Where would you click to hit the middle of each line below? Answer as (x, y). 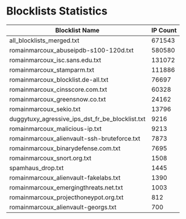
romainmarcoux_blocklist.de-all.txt (59, 80)
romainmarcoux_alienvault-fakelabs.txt (65, 177)
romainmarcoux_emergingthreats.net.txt (66, 187)
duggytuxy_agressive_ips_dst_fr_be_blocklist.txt (78, 119)
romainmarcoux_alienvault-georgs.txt (63, 207)
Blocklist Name (77, 30)
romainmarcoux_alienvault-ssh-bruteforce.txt (75, 138)
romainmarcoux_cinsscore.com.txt (58, 89)
